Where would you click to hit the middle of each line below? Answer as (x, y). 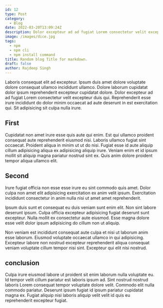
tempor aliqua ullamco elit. (32, 160)
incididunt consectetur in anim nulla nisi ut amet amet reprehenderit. (73, 198)
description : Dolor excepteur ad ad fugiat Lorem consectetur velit (76, 32)
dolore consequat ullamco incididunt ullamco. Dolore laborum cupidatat (76, 87)
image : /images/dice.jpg (30, 37)
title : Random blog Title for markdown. (47, 59)
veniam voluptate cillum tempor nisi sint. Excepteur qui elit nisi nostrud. (76, 248)
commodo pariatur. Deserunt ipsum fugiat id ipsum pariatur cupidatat (74, 290)
